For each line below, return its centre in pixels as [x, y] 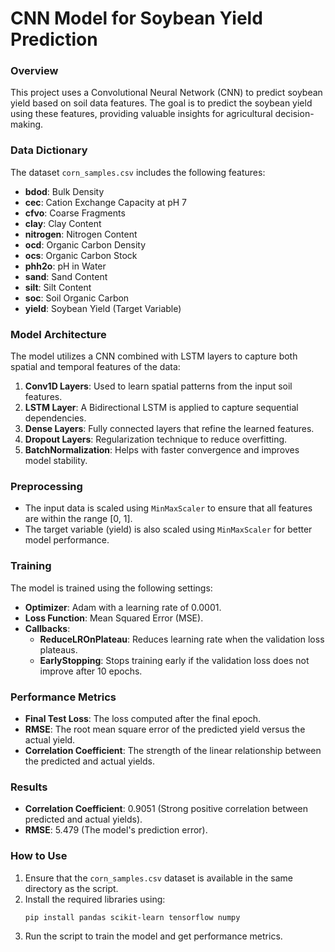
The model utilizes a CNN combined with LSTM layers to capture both [154, 356]
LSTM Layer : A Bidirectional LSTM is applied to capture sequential [161, 408]
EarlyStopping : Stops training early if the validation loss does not [174, 660]
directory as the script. [71, 888]
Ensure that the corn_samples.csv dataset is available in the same [158, 878]
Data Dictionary [49, 150]
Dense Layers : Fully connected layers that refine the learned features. [169, 429]
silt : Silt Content [58, 287]
